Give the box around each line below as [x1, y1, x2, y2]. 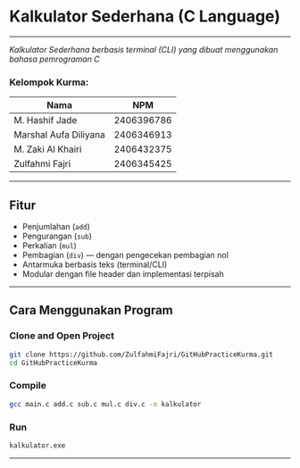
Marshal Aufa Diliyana [13, 129, 105, 141]
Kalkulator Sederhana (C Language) [9, 6, 281, 27]
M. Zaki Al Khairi [13, 143, 82, 155]
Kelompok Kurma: [9, 76, 89, 88]
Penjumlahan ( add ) [21, 221, 91, 232]
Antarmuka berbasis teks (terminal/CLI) [21, 259, 168, 270]
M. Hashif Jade [13, 114, 78, 127]
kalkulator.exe [9, 440, 66, 450]
